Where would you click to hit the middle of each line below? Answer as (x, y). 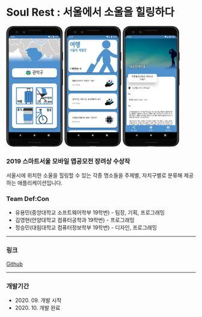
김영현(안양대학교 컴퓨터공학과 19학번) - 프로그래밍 (75, 220)
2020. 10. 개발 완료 (38, 307)
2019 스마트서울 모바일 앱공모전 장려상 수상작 (68, 161)
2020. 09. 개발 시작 (38, 300)
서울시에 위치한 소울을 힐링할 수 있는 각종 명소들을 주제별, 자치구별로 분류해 (94, 175)
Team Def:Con (28, 199)
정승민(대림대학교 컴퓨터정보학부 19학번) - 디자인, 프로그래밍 (86, 228)
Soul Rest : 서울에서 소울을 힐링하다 (90, 12)
